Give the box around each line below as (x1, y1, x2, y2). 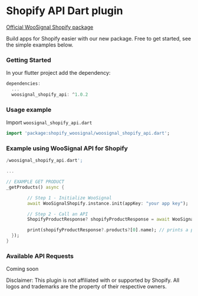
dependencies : (6, 81, 41, 87)
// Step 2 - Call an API (27, 211, 88, 217)
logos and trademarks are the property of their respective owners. (6, 283, 167, 290)
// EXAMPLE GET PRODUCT (6, 179, 65, 185)
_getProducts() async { (6, 184, 65, 190)
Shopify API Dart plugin (6, 4, 124, 18)
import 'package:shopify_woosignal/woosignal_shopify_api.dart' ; (6, 131, 170, 137)
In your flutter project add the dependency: (6, 69, 111, 77)
